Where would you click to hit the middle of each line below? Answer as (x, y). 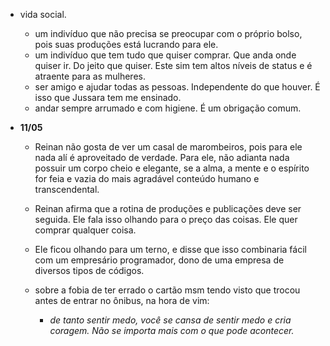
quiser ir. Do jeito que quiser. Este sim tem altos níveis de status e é (173, 65)
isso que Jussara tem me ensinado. (108, 97)
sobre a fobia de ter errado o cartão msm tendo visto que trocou (167, 290)
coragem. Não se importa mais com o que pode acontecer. (172, 330)
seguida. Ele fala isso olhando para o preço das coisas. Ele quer (166, 219)
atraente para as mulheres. (90, 76)
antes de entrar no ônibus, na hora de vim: (122, 300)
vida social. (43, 14)
